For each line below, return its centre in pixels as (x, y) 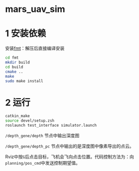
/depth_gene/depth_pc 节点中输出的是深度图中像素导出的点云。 (70, 146)
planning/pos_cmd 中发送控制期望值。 (43, 163)
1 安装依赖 (26, 34)
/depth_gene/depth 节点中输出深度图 (42, 135)
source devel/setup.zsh (30, 121)
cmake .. (14, 72)
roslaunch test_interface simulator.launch (51, 126)
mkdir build (17, 62)
